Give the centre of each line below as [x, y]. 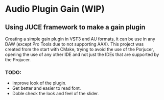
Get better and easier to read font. [47, 88]
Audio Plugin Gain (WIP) [55, 9]
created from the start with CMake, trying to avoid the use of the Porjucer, [80, 49]
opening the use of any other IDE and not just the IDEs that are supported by [82, 54]
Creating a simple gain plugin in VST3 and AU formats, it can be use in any [80, 39]
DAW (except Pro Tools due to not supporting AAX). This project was [74, 44]
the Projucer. [18, 60]
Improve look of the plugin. [39, 83]
